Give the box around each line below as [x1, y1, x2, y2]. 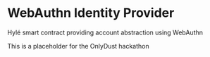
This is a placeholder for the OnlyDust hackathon [7, 42, 149, 50]
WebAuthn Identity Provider [7, 5, 175, 21]
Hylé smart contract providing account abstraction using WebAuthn [7, 28, 203, 37]
